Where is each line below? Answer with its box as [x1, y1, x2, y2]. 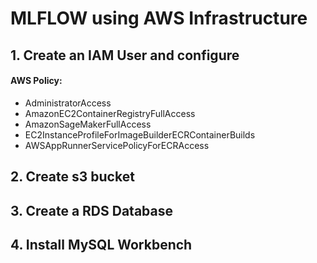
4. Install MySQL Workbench [10, 236, 193, 253]
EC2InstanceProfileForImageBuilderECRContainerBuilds [24, 128, 256, 141]
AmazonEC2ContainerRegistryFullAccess [24, 107, 196, 119]
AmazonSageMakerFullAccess [24, 118, 152, 130]
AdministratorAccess [24, 97, 112, 109]
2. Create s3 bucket [10, 168, 135, 186]
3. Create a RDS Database [10, 202, 173, 219]
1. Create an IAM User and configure [10, 47, 240, 64]
